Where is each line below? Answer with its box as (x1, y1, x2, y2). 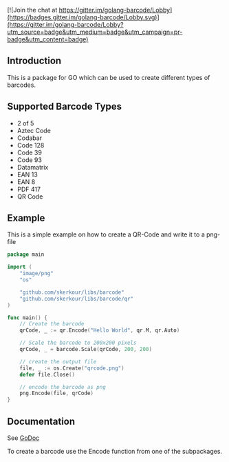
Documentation (7, 415, 76, 427)
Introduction (7, 55, 62, 67)
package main (7, 251, 45, 258)
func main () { (7, 314, 48, 321)
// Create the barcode (19, 321, 85, 328)
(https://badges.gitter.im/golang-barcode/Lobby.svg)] (7, 13, 160, 21)
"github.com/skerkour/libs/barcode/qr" (19, 295, 134, 302)
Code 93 (17, 155, 43, 164)
